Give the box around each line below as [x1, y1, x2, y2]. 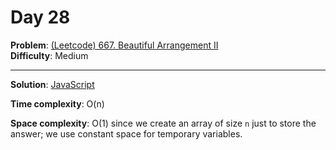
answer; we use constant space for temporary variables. [10, 127, 243, 140]
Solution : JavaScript [10, 78, 95, 90]
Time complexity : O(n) [10, 97, 105, 110]
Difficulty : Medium [10, 49, 89, 61]
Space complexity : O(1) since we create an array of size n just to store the [10, 117, 317, 129]
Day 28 [10, 6, 71, 29]
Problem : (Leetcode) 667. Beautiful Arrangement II [10, 39, 219, 51]
